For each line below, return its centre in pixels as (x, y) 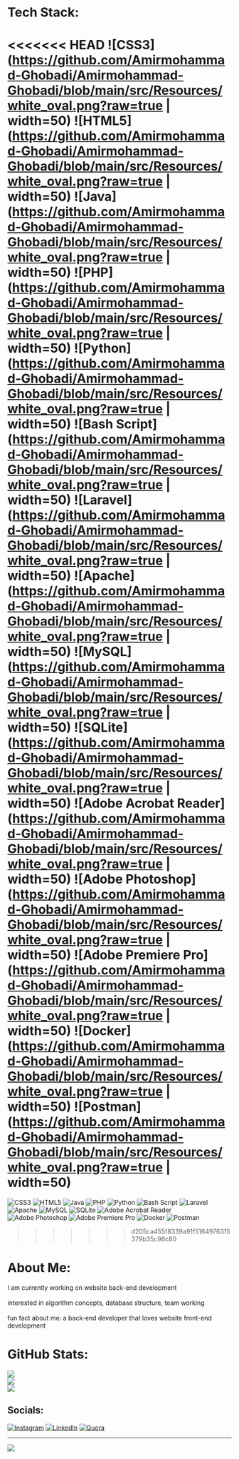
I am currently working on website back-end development (92, 1288)
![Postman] (107, 1107)
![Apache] (104, 576)
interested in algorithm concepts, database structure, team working (106, 1303)
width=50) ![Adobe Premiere (94, 955)
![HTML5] (103, 121)
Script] (137, 424)
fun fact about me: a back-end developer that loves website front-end (110, 1318)
